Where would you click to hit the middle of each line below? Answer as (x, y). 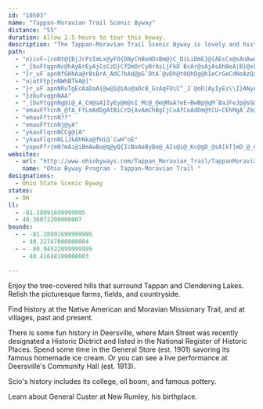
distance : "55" (33, 30)
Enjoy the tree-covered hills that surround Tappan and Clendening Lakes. (126, 285)
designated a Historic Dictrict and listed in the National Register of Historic (128, 341)
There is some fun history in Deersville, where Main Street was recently (123, 332)
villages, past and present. (51, 317)
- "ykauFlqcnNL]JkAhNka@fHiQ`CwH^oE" (77, 139)
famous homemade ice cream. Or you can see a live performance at (118, 357)
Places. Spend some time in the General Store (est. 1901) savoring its (119, 349)
